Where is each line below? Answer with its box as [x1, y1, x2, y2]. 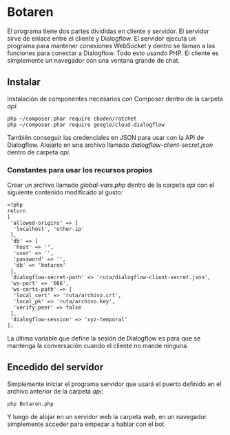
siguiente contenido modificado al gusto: [7, 188, 123, 196]
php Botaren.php [7, 401, 54, 407]
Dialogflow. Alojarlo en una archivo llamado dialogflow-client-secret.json [7, 141, 213, 149]
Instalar [7, 77, 41, 88]
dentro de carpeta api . [7, 148, 71, 156]
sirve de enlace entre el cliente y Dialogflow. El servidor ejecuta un [7, 34, 196, 42]
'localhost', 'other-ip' [13, 225, 85, 233]
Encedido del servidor [7, 361, 104, 373]
